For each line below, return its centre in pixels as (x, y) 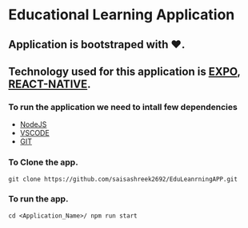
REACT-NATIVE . (50, 84)
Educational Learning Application (122, 15)
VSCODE (34, 133)
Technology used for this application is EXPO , (124, 71)
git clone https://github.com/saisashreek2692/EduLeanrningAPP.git (123, 179)
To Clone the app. (43, 162)
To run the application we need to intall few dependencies (123, 107)
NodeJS (33, 124)
